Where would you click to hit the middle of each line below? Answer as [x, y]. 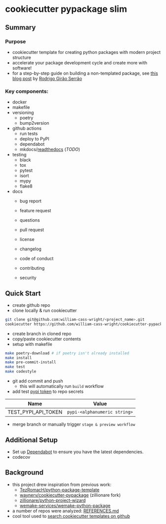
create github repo [31, 305]
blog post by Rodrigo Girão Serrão [47, 78]
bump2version [34, 123]
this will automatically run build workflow [62, 386]
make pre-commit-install [31, 362]
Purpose [16, 42]
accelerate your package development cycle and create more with [80, 62]
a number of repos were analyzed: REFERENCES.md [65, 511]
